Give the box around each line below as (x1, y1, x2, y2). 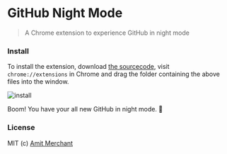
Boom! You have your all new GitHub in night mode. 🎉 (7, 105, 163, 114)
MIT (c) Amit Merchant (7, 138, 73, 147)
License (7, 123, 35, 133)
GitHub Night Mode (7, 5, 123, 21)
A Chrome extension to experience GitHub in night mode (24, 28, 190, 37)
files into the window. (7, 77, 69, 86)
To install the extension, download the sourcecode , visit (7, 62, 170, 71)
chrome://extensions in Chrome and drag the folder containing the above (7, 70, 221, 79)
